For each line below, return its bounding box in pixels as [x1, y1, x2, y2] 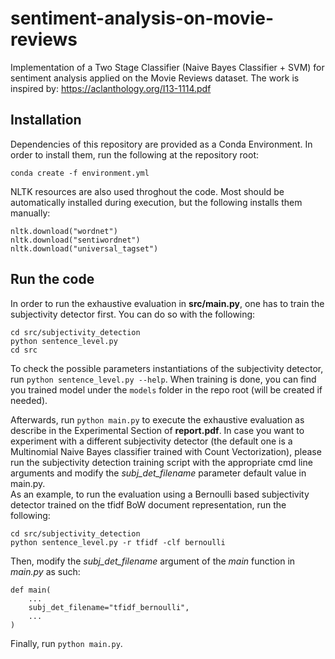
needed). [10, 394, 48, 406]
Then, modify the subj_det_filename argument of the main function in [10, 555, 296, 567]
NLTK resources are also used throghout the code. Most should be [10, 185, 285, 197]
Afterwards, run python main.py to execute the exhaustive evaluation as [10, 413, 305, 426]
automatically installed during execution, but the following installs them [10, 196, 303, 208]
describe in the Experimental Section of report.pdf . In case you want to [10, 424, 305, 436]
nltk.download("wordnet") [10, 226, 118, 236]
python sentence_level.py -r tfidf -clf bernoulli [10, 537, 226, 547]
